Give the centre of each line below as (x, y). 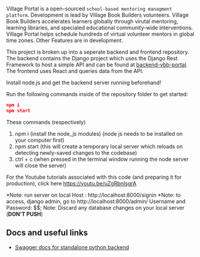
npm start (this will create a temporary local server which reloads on (99, 146)
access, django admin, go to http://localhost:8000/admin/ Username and (96, 201)
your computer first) (39, 140)
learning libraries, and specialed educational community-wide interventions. (100, 27)
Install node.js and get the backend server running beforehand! (84, 82)
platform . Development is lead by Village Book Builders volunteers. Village (98, 15)
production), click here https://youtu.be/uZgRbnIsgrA (71, 183)
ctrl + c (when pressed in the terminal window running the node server (102, 159)
